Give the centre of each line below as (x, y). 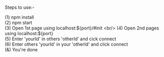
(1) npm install (19, 17)
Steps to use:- (20, 7)
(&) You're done (21, 50)
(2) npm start (19, 23)
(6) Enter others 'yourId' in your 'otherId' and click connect (66, 44)
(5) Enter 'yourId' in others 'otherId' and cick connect (61, 39)
